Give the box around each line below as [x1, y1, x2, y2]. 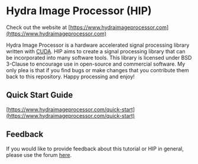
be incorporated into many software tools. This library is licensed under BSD [6, 54, 192, 61]
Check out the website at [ [6, 24, 71, 31]
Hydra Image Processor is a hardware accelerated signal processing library [6, 41, 190, 49]
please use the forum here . [6, 151, 72, 158]
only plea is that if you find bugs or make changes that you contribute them [6, 66, 189, 73]
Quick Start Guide [6, 90, 73, 100]
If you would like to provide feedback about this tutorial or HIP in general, [6, 145, 184, 152]
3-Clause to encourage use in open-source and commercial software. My [6, 60, 186, 67]
